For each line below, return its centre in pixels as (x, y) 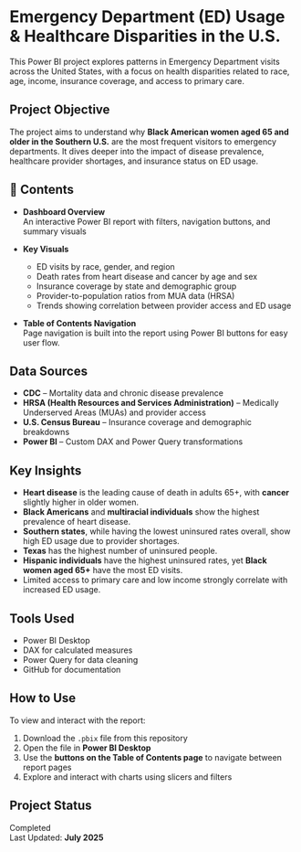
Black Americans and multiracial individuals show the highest (141, 512)
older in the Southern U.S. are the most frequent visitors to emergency (143, 141)
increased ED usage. (62, 590)
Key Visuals (46, 249)
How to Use (43, 698)
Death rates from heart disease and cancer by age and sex (147, 276)
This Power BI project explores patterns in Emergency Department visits (145, 61)
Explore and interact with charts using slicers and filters (127, 777)
